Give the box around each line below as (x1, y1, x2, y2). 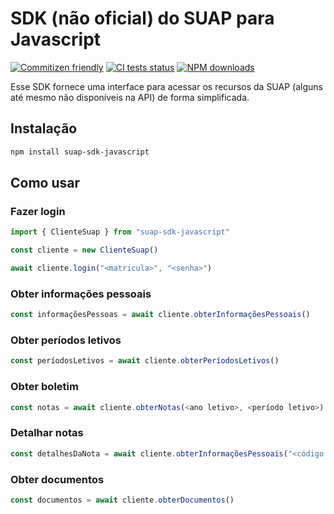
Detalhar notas (10, 426, 84, 440)
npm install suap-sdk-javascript (10, 147, 150, 157)
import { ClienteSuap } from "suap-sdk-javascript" (10, 227, 230, 237)
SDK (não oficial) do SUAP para (10, 7, 275, 30)
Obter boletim (10, 380, 79, 394)
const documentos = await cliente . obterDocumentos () (10, 495, 235, 505)
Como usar (10, 175, 81, 192)
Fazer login (10, 204, 66, 218)
